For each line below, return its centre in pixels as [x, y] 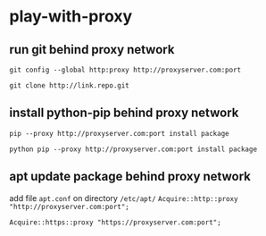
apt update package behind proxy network [130, 177]
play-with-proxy [71, 17]
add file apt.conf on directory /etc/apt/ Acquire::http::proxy [124, 198]
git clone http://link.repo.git [69, 86]
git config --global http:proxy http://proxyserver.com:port [125, 70]
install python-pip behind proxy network [124, 113]
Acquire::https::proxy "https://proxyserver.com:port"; [115, 222]
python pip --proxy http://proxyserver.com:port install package [133, 149]
